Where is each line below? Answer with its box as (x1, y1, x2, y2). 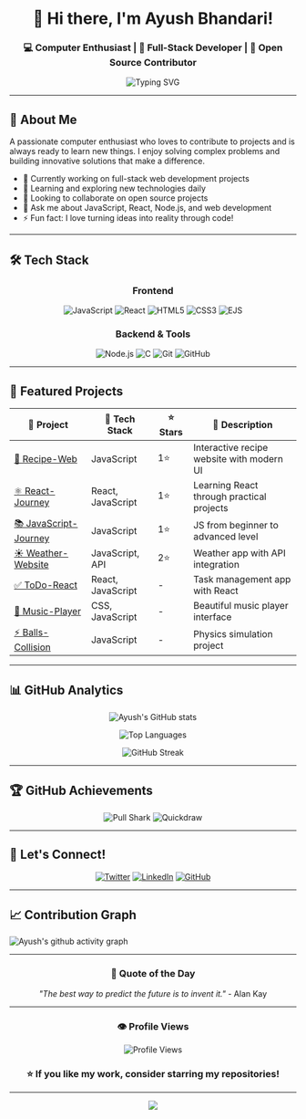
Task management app (192, 573, 291, 586)
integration (192, 559, 240, 571)
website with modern (192, 453, 284, 465)
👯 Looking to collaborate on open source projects (22, 193, 209, 204)
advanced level (192, 529, 259, 542)
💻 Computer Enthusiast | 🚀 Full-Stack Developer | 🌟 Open (23, 41, 283, 54)
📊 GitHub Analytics (9, 683, 124, 698)
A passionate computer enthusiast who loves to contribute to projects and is (9, 136, 296, 147)
